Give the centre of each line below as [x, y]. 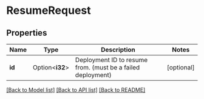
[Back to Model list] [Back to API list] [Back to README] [76, 90]
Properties [27, 33]
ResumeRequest [49, 11]
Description [118, 50]
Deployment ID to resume [111, 60]
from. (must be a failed [107, 67]
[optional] [181, 67]
